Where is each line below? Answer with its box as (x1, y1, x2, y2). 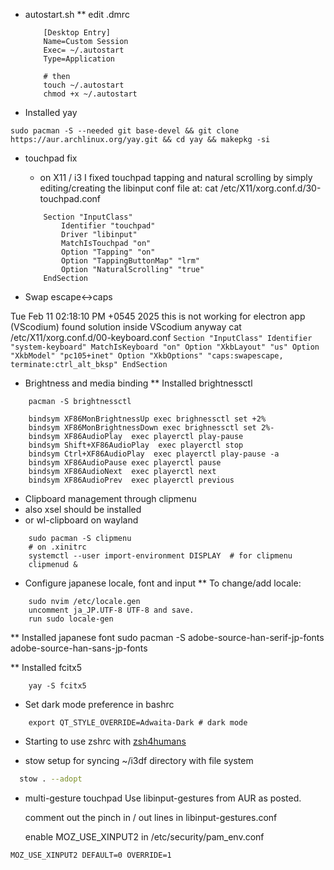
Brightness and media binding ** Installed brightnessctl (24, 377, 253, 389)
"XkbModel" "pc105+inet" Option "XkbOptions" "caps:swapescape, (10, 351, 284, 361)
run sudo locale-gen (28, 614, 114, 624)
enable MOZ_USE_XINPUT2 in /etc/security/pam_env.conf (24, 830, 265, 843)
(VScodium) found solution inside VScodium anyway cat (10, 321, 242, 333)
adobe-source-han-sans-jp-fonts (10, 642, 148, 654)
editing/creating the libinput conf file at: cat (39, 182, 218, 194)
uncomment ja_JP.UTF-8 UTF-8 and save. (28, 605, 195, 615)
